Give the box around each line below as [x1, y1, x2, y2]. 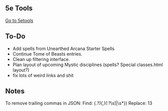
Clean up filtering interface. [12, 56, 70, 62]
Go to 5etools [5, 17, 34, 23]
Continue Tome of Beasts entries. [12, 50, 82, 57]
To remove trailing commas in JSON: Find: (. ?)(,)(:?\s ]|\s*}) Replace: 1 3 [5, 100, 153, 106]
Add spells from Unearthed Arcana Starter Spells [12, 45, 115, 51]
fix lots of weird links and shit [12, 72, 74, 78]
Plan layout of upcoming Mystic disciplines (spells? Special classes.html [12, 62, 163, 68]
